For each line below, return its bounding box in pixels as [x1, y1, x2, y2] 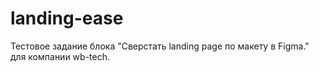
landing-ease [10, 7, 124, 30]
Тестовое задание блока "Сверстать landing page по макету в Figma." [10, 40, 310, 52]
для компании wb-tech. [10, 50, 110, 62]
